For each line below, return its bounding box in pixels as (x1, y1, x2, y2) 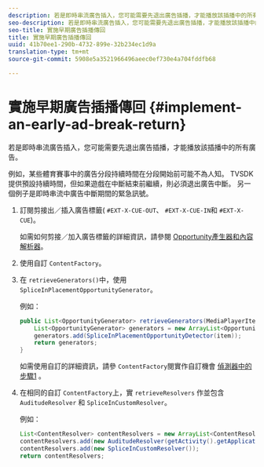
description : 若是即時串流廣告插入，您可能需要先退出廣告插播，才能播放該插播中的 (8, 11, 247, 20)
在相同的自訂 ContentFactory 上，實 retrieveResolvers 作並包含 (19, 388, 225, 397)
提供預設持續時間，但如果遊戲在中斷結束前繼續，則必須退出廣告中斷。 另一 (8, 178, 251, 188)
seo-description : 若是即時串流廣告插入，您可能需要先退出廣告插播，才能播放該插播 (8, 19, 250, 27)
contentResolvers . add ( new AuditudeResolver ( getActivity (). (19, 437, 218, 446)
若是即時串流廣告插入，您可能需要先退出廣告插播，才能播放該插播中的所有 (8, 142, 249, 151)
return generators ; (34, 339, 98, 347)
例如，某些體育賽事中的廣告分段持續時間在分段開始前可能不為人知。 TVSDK (8, 169, 254, 178)
